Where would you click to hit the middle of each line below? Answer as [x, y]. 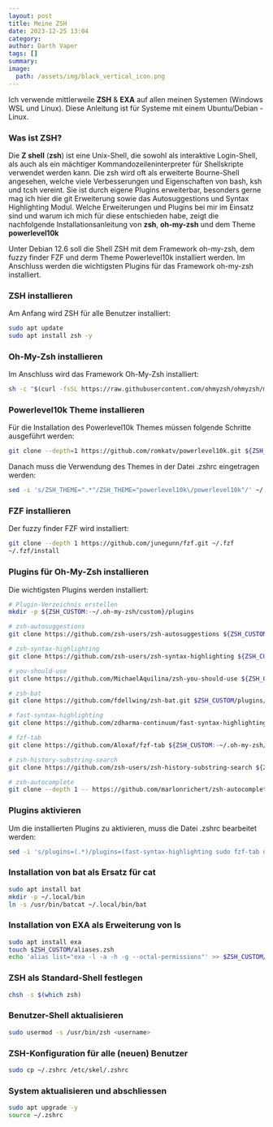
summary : [23, 62]
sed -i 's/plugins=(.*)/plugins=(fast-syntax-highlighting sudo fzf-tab [134, 852]
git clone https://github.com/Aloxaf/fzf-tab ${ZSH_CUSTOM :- [114, 745]
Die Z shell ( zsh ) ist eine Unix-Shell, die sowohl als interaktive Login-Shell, [133, 155]
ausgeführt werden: [41, 436]
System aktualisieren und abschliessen [88, 1090]
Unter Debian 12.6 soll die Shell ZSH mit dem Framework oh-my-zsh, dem [132, 248]
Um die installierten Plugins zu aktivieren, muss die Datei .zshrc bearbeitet [133, 828]
